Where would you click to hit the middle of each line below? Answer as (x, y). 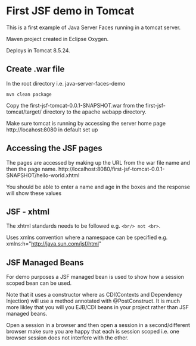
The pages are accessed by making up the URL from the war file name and (98, 162)
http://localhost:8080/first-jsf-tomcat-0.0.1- (111, 169)
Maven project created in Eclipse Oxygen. (57, 39)
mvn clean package (29, 94)
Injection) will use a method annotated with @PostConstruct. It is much (93, 301)
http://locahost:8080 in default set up (52, 130)
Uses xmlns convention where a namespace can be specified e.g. (87, 238)
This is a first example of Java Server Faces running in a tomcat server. (94, 27)
